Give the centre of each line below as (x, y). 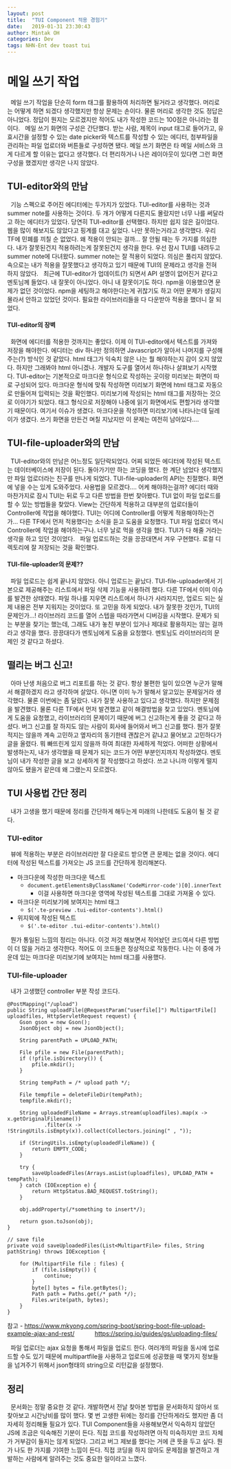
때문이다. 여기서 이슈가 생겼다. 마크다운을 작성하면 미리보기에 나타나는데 (111, 411)
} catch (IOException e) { (58, 1185)
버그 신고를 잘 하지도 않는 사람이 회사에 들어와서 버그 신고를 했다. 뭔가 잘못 (121, 726)
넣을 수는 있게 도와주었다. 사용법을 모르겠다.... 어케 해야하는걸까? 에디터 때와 (116, 486)
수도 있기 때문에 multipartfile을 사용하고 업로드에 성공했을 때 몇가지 (110, 1357)
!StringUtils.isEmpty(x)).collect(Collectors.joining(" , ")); (100, 1131)
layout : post (26, 13)
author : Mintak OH (33, 33)
